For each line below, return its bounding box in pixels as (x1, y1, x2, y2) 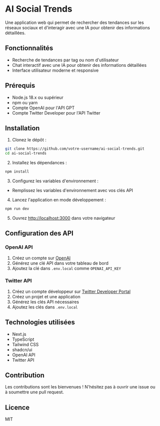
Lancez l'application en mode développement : (12, 197, 106, 203)
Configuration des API (5, 229, 74, 237)
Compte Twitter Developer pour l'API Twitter (12, 110, 101, 116)
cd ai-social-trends (5, 151, 47, 156)
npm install (5, 169, 29, 174)
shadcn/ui (12, 347, 33, 352)
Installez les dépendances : (12, 160, 67, 166)
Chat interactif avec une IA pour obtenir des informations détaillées (12, 62, 147, 68)
